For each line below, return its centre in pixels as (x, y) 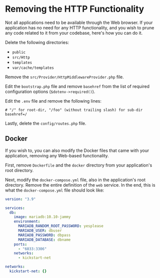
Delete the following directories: (37, 42)
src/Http (21, 57)
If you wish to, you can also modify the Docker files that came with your (77, 150)
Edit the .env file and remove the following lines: (53, 101)
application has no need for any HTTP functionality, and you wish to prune (80, 27)
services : (15, 208)
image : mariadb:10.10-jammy (42, 217)
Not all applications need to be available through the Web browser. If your (79, 22)
